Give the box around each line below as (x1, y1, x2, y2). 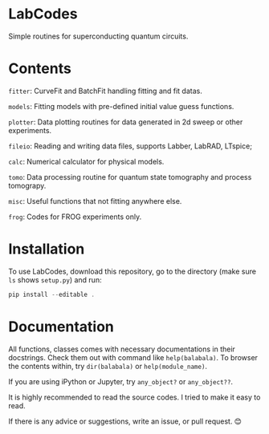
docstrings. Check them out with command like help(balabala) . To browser (8, 352, 259, 362)
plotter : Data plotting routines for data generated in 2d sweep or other (8, 117, 243, 127)
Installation (8, 240, 85, 258)
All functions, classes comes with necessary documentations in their (8, 344, 235, 354)
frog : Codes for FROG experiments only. (8, 212, 142, 221)
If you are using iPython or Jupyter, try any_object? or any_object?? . (8, 376, 234, 386)
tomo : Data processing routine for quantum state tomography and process (8, 172, 252, 181)
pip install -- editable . (8, 290, 95, 298)
